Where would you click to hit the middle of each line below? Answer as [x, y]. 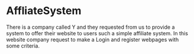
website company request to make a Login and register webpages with [93, 39]
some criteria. [23, 46]
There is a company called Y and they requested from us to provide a [90, 27]
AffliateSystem [44, 11]
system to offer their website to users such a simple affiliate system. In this [97, 33]
